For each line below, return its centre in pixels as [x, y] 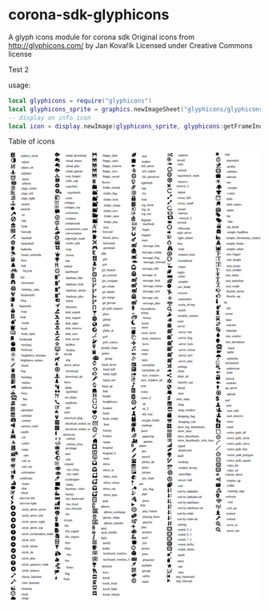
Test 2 [19, 69]
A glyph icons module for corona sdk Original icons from [101, 37]
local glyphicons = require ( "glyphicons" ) [80, 101]
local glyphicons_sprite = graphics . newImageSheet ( [96, 109]
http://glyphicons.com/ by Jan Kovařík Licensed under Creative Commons [130, 45]
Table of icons [32, 141]
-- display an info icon [50, 118]
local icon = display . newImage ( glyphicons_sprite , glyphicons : [116, 126]
